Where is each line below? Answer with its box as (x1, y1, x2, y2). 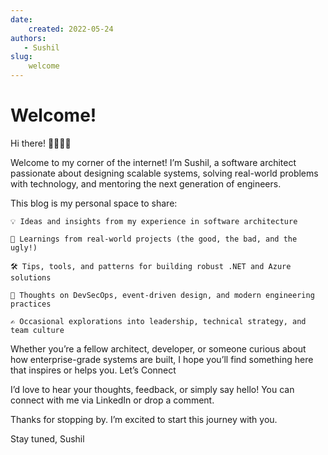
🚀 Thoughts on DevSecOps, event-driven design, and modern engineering (10, 290, 315, 300)
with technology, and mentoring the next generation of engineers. (10, 177, 282, 190)
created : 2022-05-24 (28, 24, 114, 34)
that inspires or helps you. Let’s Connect (10, 364, 177, 376)
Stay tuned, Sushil (10, 432, 85, 445)
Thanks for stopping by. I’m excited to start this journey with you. (10, 413, 278, 425)
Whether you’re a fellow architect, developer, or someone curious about (10, 342, 307, 355)
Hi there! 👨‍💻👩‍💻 (10, 137, 72, 149)
